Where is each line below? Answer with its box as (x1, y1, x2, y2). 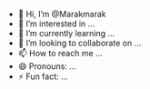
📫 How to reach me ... (17, 48, 103, 58)
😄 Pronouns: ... (17, 61, 77, 72)
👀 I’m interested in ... (17, 18, 95, 29)
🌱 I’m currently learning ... (17, 28, 115, 38)
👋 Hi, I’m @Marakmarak (17, 9, 106, 19)
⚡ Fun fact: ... (17, 71, 68, 82)
